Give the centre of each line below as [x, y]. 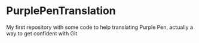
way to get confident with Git [42, 33]
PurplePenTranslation [61, 11]
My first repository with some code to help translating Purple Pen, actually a [99, 27]
